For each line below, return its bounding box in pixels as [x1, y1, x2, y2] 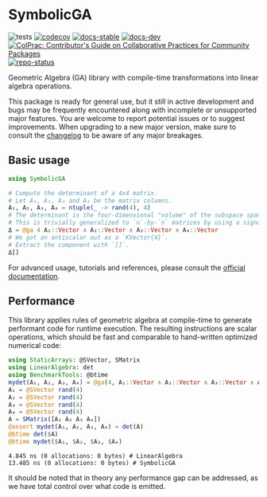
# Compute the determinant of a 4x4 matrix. [8, 189, 158, 197]
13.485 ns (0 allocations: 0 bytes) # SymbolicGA [8, 459, 176, 467]
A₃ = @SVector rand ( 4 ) [8, 401, 83, 409]
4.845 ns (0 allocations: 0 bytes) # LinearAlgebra [8, 452, 183, 460]
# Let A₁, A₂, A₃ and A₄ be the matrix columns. [8, 197, 172, 205]
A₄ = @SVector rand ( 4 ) [8, 408, 83, 416]
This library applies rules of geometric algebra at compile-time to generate [8, 315, 253, 325]
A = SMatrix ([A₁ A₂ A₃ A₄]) [8, 416, 102, 424]
